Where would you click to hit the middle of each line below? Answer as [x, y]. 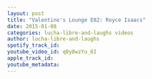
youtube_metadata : [33, 65]
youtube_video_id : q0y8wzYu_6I [52, 52]
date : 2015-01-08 [32, 26]
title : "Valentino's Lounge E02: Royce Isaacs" [77, 20]
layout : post [26, 13]
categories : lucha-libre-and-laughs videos [70, 33]
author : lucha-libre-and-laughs [53, 39]
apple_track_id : [30, 58]
